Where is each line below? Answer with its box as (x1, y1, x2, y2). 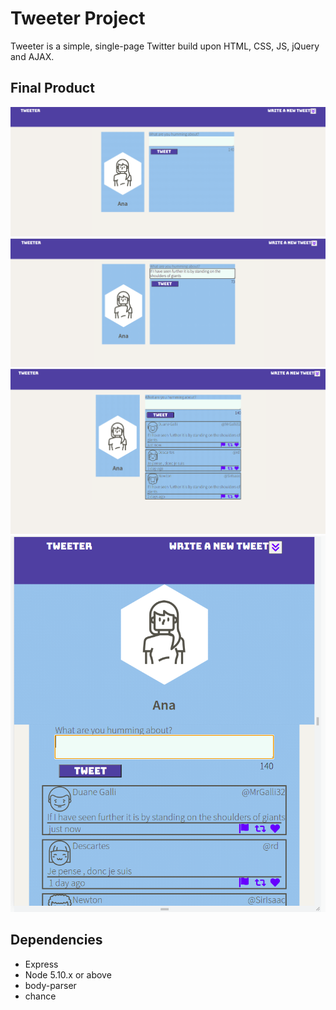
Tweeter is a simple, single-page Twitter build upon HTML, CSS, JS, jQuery (10, 40, 320, 52)
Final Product (10, 80, 95, 97)
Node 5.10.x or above (24, 968, 112, 981)
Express (24, 958, 59, 970)
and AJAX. (10, 50, 55, 62)
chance (24, 990, 57, 1002)
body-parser (24, 979, 77, 991)
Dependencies (10, 932, 103, 949)
